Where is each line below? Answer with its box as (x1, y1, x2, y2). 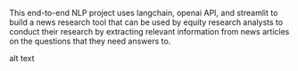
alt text (9, 53, 35, 63)
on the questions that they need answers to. (9, 35, 171, 46)
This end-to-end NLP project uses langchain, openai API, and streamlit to (9, 8, 278, 18)
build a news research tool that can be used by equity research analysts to (9, 17, 284, 28)
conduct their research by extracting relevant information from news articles (9, 27, 290, 36)
